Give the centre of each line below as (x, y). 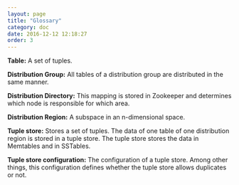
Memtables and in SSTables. (49, 146)
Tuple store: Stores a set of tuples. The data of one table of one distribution (118, 131)
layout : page (27, 14)
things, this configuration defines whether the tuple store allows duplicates (117, 167)
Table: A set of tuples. (40, 60)
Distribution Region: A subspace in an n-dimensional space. (96, 117)
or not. (17, 175)
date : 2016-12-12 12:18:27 (47, 34)
